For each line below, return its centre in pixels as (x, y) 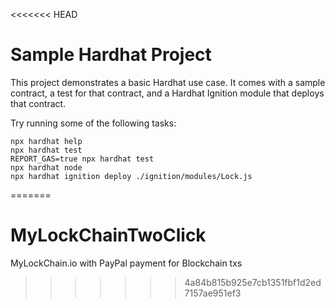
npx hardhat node (46, 167)
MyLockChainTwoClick (108, 235)
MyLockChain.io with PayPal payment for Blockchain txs (126, 263)
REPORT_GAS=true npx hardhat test (82, 159)
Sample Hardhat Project (111, 55)
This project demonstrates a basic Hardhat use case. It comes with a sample (168, 82)
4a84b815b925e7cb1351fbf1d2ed (253, 282)
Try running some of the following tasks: (93, 123)
